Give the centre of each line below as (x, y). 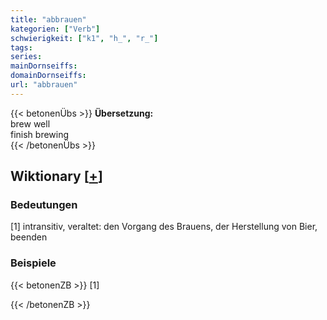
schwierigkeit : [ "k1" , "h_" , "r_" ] (84, 38)
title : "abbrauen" (48, 19)
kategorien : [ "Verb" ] (55, 29)
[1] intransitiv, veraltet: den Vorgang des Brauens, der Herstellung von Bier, (164, 227)
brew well (30, 123)
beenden (29, 237)
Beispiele (33, 263)
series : (26, 57)
